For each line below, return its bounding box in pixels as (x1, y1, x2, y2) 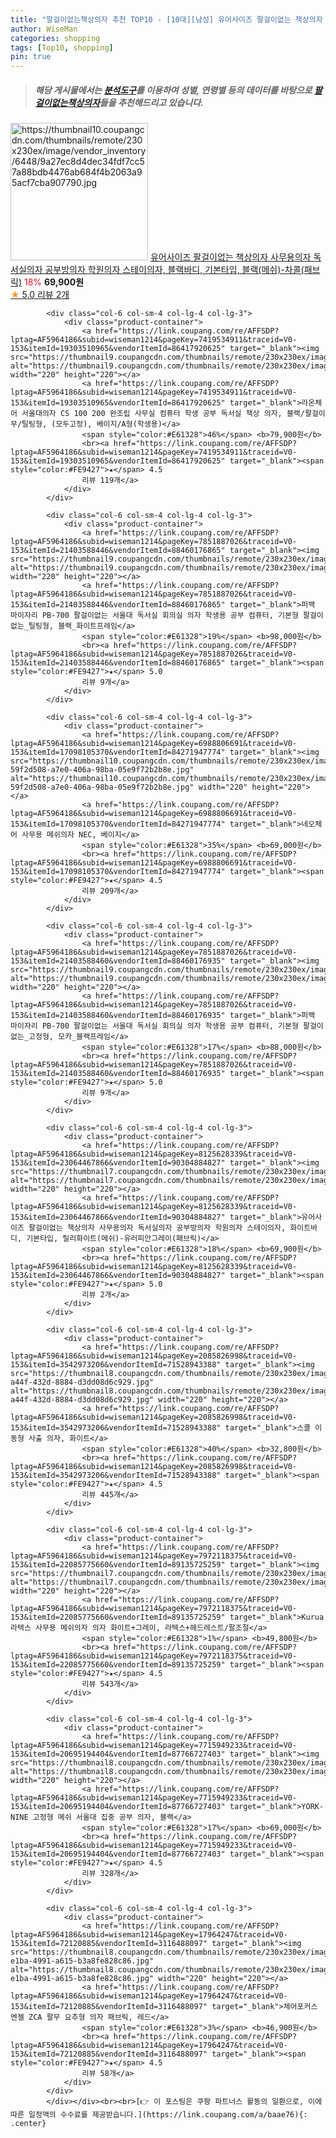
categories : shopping (10, 33, 101, 43)
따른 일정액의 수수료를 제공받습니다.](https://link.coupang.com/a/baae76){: (10, 2110, 308, 2120)
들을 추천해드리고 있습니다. (99, 96, 204, 108)
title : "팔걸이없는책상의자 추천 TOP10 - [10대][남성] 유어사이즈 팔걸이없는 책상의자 (10, 14, 323, 25)
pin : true (10, 52, 52, 62)
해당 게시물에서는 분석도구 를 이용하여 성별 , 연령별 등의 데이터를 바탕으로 (34, 84, 313, 96)
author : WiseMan (10, 24, 78, 34)
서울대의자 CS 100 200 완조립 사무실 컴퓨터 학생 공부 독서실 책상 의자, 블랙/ (21, 409, 305, 419)
